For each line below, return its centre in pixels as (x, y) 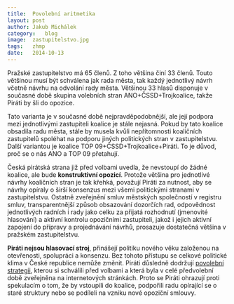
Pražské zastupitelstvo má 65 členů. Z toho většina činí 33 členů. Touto (110, 73)
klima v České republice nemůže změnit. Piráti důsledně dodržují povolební (116, 263)
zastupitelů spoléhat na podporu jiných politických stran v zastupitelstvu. (112, 138)
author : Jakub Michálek (42, 27)
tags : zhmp (26, 46)
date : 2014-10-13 (36, 53)
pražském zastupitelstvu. (43, 234)
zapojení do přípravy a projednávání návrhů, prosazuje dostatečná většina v (117, 227)
